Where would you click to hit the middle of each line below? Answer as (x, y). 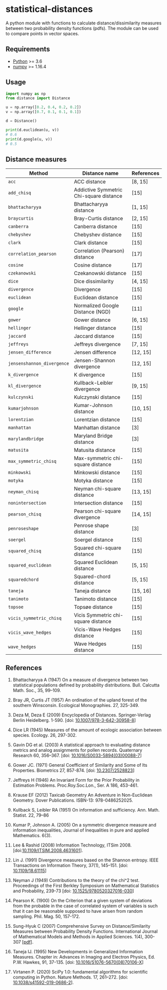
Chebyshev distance (98, 235)
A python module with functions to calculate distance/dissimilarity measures (83, 23)
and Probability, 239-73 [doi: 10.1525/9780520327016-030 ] (73, 891)
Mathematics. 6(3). (32, 836)
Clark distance (91, 243)
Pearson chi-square (97, 511)
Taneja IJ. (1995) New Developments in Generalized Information (78, 952)
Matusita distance (95, 450)
